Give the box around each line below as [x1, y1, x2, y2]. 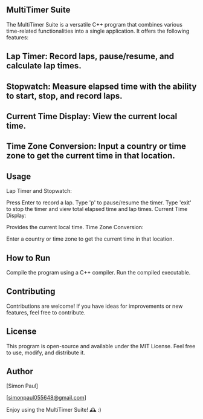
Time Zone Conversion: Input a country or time [6, 141, 186, 152]
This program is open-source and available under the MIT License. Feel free [6, 342, 196, 349]
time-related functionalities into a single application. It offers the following [6, 27, 190, 34]
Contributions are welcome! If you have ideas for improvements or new [6, 302, 183, 310]
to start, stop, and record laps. [6, 91, 123, 101]
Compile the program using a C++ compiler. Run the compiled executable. [6, 269, 191, 276]
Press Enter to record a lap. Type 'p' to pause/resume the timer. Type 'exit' [6, 199, 192, 206]
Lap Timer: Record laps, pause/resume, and [6, 51, 174, 62]
